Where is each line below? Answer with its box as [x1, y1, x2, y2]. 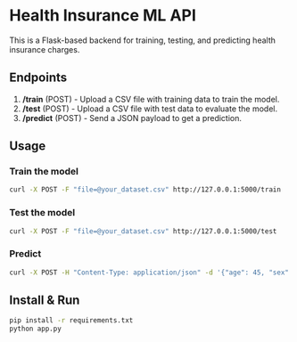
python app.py [9, 324, 62, 334]
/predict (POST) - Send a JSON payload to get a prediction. [21, 112, 243, 123]
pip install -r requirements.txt [9, 316, 134, 325]
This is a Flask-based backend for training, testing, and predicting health [9, 35, 276, 45]
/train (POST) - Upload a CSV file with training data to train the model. [21, 94, 280, 104]
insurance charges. [9, 44, 80, 54]
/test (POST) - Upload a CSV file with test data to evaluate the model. [21, 103, 278, 114]
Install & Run [9, 293, 80, 308]
